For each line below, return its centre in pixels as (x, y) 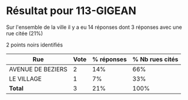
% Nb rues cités (155, 59)
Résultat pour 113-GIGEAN (71, 11)
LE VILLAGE (26, 79)
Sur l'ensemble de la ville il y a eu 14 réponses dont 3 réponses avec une (94, 27)
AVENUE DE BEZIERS (38, 69)
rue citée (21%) (24, 33)
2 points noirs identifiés (35, 45)
